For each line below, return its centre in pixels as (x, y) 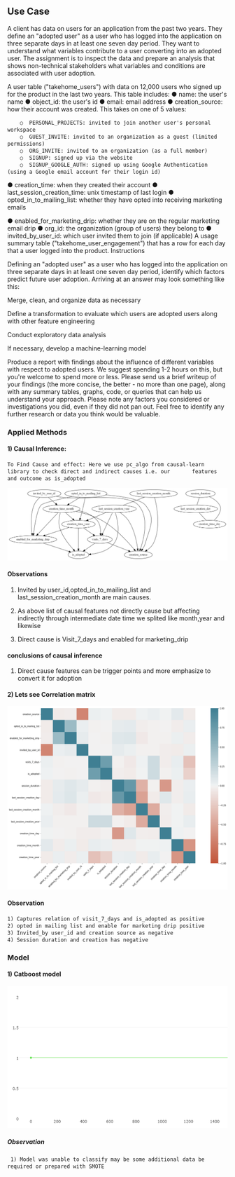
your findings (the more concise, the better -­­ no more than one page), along (116, 384)
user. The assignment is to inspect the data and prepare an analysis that (111, 58)
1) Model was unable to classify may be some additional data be (107, 1159)
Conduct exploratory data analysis (57, 334)
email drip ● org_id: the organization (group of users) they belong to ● (109, 228)
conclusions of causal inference (55, 655)
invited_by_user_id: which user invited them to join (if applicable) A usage (113, 236)
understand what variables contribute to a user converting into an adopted (114, 50)
